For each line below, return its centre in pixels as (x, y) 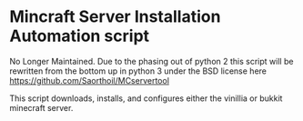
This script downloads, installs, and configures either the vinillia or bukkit (146, 98)
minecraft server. (41, 107)
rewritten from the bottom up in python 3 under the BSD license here (138, 71)
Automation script (80, 36)
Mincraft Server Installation (115, 17)
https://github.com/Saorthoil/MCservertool (90, 80)
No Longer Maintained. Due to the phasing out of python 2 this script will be (151, 61)
